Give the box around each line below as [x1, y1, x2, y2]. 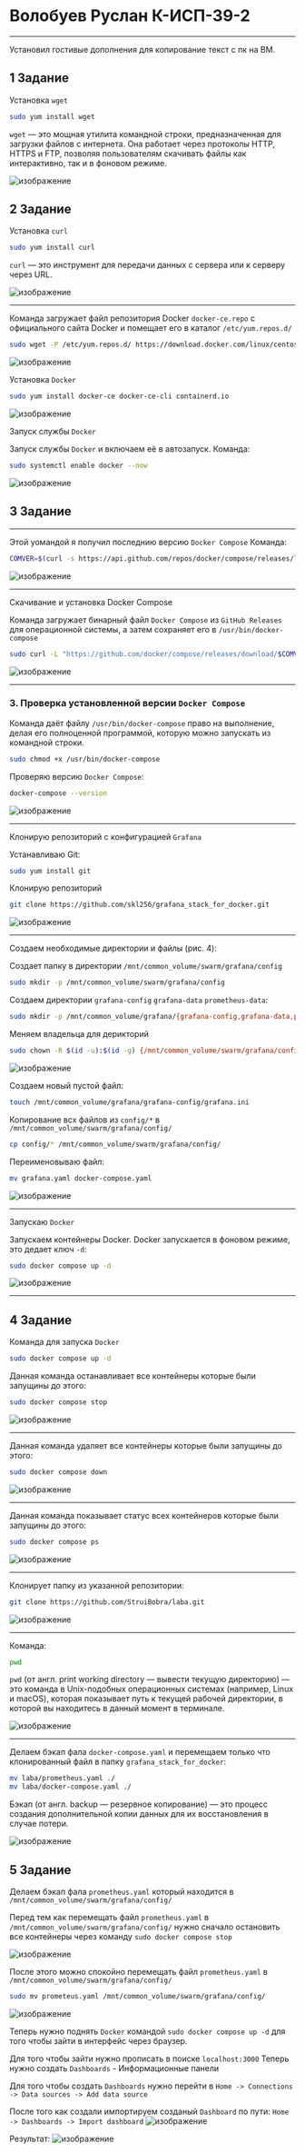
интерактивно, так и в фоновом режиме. [9, 157, 168, 168]
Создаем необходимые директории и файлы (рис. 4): [9, 942, 218, 954]
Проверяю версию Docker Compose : [9, 771, 144, 782]
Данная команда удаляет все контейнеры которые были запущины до [9, 1440, 283, 1450]
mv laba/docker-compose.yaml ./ [9, 1782, 132, 1791]
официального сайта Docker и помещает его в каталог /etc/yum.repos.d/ [9, 323, 292, 334]
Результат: [9, 2133, 51, 2144]
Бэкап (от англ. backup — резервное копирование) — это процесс [9, 1799, 269, 1809]
